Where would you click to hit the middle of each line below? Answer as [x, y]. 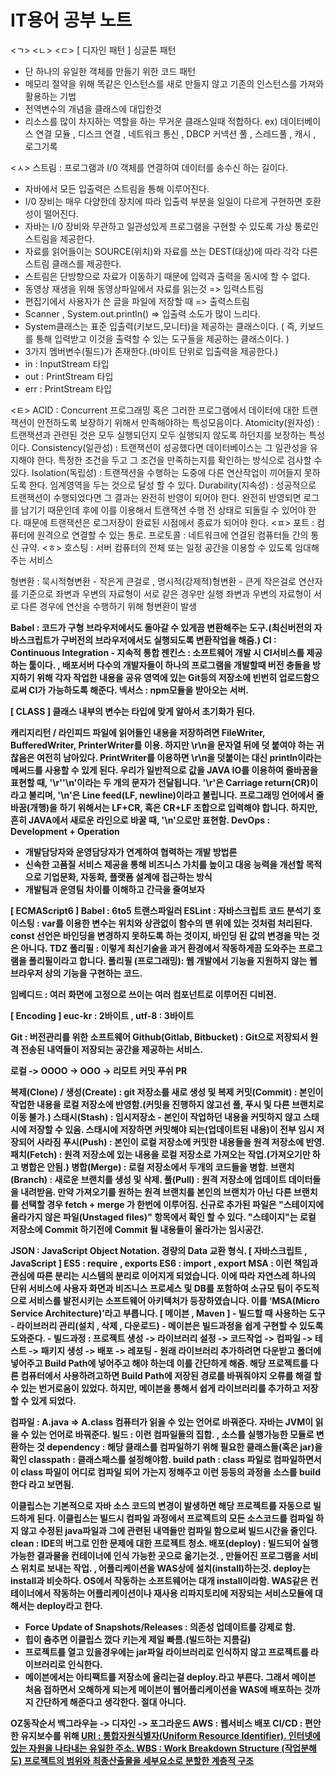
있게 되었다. [53, 1400]
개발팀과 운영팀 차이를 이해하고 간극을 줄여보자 [114, 889]
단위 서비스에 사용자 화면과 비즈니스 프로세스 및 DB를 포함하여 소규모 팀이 [151, 1288]
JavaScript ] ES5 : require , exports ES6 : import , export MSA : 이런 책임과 [164, 1263]
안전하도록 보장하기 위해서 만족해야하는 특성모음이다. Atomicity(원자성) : [178, 422]
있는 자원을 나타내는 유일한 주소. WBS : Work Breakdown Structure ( [147, 1748]
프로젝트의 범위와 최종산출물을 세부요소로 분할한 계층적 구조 [139, 1760]
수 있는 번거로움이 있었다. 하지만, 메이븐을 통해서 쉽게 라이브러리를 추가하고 [155, 1388]
